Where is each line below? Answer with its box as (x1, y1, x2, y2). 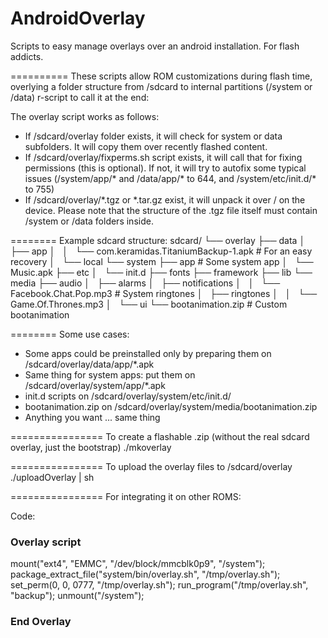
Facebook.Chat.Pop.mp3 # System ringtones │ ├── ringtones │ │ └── (10, 287, 318, 299)
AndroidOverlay (10, 7, 146, 30)
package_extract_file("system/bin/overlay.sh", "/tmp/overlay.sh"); (10, 568, 281, 581)
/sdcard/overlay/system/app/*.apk (24, 379, 166, 391)
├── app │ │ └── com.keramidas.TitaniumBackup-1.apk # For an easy (10, 245, 313, 257)
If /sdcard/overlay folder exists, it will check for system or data (24, 130, 283, 142)
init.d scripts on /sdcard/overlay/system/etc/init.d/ (24, 390, 232, 402)
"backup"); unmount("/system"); (10, 590, 145, 602)
